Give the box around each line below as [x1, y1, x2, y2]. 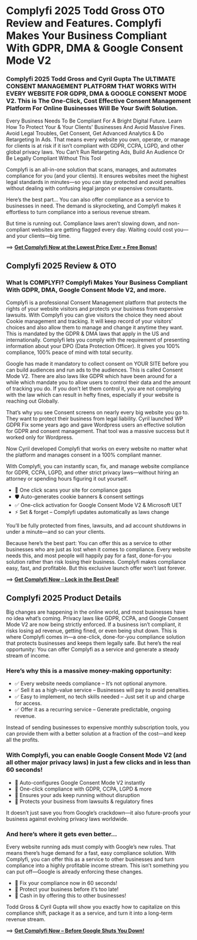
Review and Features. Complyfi [6, 16, 162, 30]
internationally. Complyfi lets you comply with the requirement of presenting [6, 336, 190, 343]
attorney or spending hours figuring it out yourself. [6, 475, 128, 482]
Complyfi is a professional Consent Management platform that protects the [6, 299, 187, 306]
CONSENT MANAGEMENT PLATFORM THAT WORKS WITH [6, 82, 177, 90]
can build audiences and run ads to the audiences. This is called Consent [6, 366, 183, 373]
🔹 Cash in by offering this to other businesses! [14, 892, 127, 899]
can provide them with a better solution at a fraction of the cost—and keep [6, 730, 186, 737]
